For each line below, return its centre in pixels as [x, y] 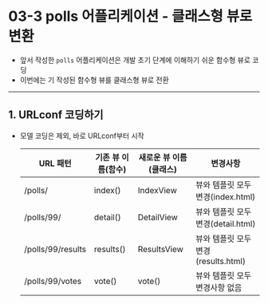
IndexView [157, 190]
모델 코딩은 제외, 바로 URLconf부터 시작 [82, 136]
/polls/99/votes [53, 281]
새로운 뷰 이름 [163, 157]
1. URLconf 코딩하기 [56, 115]
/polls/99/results [55, 249]
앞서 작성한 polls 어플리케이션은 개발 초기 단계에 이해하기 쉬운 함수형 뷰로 [135, 60]
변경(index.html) [225, 196]
